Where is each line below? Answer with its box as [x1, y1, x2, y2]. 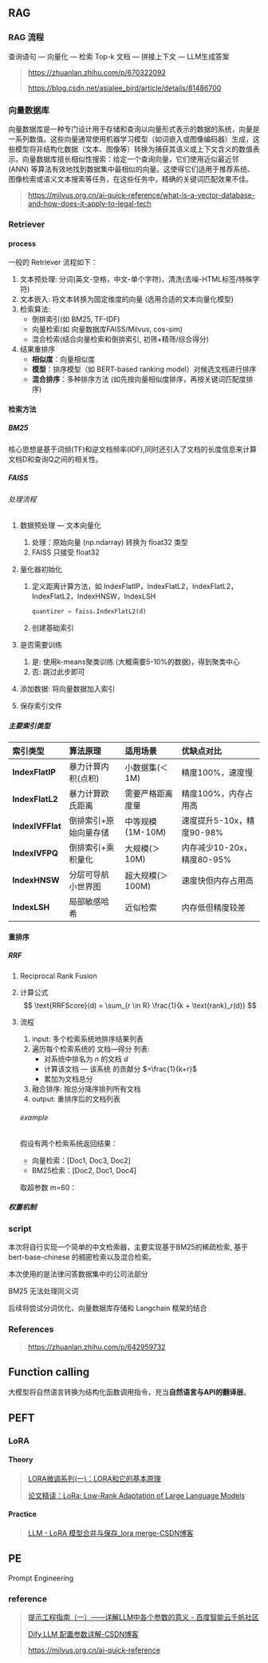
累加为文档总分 [43, 1074, 93, 1084]
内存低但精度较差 [181, 902, 246, 913]
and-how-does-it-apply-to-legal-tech [27, 198, 152, 208]
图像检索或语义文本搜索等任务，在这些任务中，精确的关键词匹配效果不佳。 [8, 174, 253, 183]
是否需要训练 [19, 640, 62, 650]
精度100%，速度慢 [181, 767, 254, 779]
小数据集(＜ [124, 762, 168, 773]
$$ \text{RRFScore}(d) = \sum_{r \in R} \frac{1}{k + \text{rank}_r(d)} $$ [23, 1000, 257, 1010]
